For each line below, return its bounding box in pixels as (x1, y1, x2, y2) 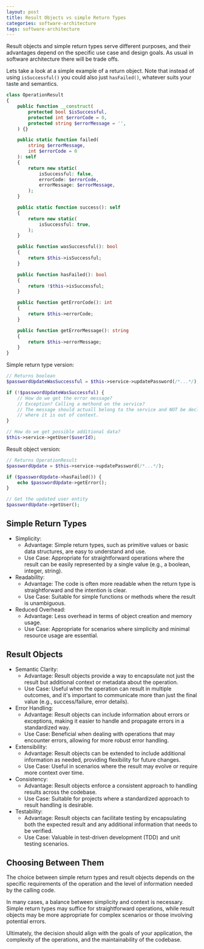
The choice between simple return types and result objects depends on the (6, 874, 195, 881)
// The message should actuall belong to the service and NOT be (17, 406, 186, 412)
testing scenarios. (24, 840, 69, 847)
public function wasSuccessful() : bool (17, 244, 118, 250)
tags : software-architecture (6, 26, 80, 32)
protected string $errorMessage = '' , (28, 120, 126, 127)
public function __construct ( (17, 103, 94, 109)
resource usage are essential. (24, 631, 98, 639)
